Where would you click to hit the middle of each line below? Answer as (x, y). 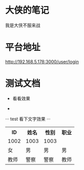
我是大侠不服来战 (23, 25)
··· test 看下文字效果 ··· (28, 119)
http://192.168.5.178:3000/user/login (42, 61)
